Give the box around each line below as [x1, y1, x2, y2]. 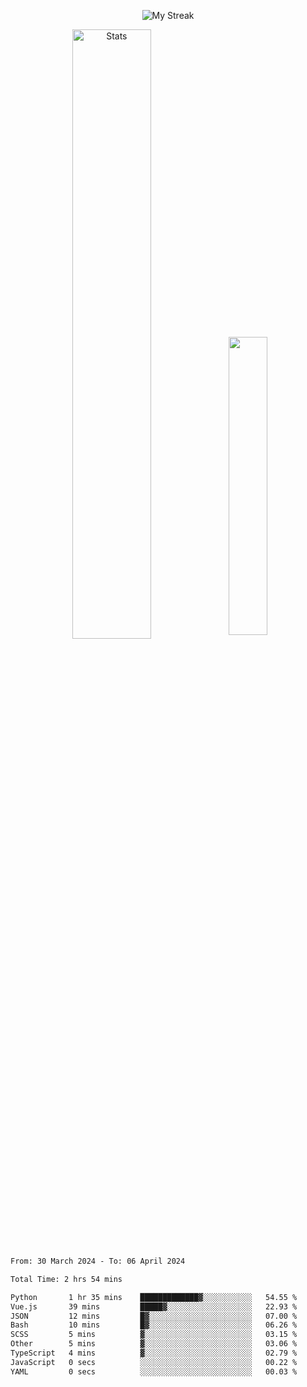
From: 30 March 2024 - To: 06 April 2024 [10, 1256, 186, 1266]
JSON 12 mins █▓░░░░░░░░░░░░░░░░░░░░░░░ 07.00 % [10, 1311, 298, 1321]
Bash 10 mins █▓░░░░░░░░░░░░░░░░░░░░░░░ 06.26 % [10, 1320, 298, 1330]
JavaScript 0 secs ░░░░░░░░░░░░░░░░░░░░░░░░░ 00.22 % [10, 1357, 298, 1367]
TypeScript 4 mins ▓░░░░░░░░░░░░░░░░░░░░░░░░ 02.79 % [10, 1348, 298, 1358]
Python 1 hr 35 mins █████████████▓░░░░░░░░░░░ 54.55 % [10, 1292, 298, 1302]
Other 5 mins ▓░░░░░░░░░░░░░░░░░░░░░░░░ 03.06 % [10, 1339, 298, 1349]
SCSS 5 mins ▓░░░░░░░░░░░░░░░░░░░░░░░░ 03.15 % [10, 1330, 298, 1340]
